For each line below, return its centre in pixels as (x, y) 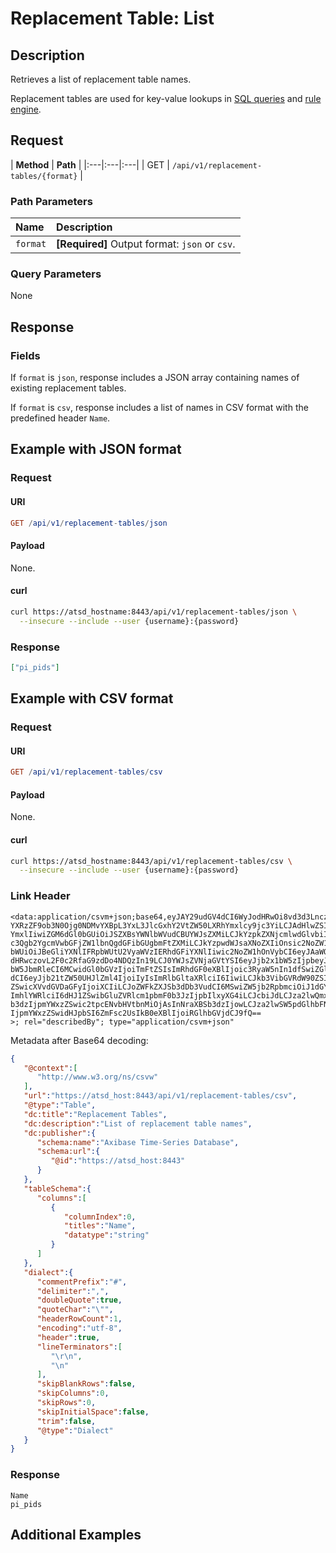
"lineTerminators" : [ (79, 1347)
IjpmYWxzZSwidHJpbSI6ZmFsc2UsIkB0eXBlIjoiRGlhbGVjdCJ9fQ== (136, 1013)
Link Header (40, 896)
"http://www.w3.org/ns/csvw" (97, 1077)
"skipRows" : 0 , (66, 1403)
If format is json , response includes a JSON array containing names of (155, 378)
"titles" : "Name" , (100, 1226)
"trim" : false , (66, 1421)
